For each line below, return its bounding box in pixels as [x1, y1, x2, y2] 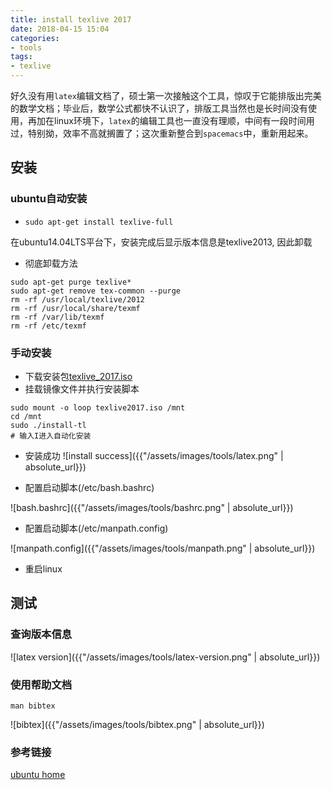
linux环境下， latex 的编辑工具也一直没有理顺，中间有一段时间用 [53, 115, 315, 126]
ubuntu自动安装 [10, 192, 88, 206]
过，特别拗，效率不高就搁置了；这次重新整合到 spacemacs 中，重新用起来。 [10, 127, 314, 139]
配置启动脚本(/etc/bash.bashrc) [24, 481, 155, 493]
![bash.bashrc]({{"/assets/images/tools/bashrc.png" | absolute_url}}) [10, 501, 294, 513]
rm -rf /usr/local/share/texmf [10, 303, 141, 313]
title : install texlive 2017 [10, 14, 132, 25]
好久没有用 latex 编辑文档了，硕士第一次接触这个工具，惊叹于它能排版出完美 [10, 90, 322, 101]
